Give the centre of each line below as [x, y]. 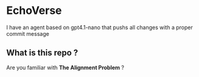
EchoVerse [34, 11]
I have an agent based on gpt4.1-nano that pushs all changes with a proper [99, 27]
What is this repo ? [42, 53]
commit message [28, 33]
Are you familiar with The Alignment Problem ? [65, 67]
